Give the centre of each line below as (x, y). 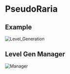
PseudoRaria (31, 9)
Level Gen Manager (35, 54)
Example (18, 27)
